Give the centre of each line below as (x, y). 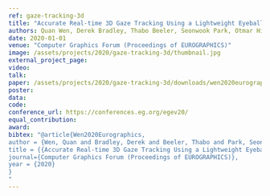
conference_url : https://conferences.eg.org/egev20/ (98, 113)
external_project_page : (48, 61)
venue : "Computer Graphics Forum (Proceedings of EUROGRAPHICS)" (120, 46)
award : (19, 127)
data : (17, 98)
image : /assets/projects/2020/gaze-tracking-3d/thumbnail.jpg (115, 53)
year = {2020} (32, 165)
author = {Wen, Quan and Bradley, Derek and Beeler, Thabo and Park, (127, 142)
